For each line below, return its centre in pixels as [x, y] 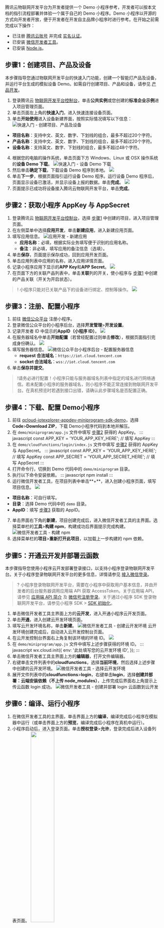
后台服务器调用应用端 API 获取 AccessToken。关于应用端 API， [93, 591]
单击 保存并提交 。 [29, 368]
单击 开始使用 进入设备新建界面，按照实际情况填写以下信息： [72, 118]
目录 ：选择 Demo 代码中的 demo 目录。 [51, 504]
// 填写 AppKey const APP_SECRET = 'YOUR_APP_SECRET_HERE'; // [81, 457]
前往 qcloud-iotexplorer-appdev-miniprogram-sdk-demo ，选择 [75, 420]
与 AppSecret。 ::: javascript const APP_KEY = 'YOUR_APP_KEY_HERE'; [84, 451]
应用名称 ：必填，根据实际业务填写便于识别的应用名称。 [75, 242]
